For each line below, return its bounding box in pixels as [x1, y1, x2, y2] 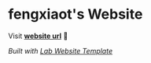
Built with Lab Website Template [8, 46, 112, 55]
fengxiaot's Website [8, 5, 143, 23]
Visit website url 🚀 [8, 31, 68, 40]
